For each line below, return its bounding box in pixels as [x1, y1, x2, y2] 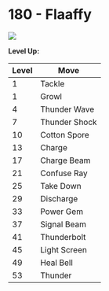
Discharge [40, 193, 78, 204]
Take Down [40, 180, 82, 191]
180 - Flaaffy [8, 6, 93, 24]
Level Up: [8, 46, 40, 56]
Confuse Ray [40, 168, 88, 179]
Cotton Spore [40, 129, 90, 140]
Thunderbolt [40, 231, 86, 242]
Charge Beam [40, 155, 91, 166]
